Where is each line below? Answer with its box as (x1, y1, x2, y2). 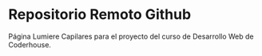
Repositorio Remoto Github (8, 6, 192, 24)
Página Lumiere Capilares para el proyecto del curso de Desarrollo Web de (8, 32, 254, 41)
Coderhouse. (8, 39, 52, 49)
